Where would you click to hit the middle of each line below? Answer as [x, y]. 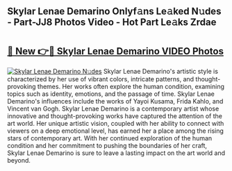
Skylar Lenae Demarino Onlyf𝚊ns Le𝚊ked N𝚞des [114, 11]
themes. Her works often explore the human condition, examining [131, 87]
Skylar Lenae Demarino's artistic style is [161, 71]
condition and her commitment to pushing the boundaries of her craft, [107, 146]
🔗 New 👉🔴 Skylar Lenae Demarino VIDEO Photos [116, 51]
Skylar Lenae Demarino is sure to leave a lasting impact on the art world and [116, 153]
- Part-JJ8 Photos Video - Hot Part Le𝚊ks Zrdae [112, 23]
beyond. [19, 160]
